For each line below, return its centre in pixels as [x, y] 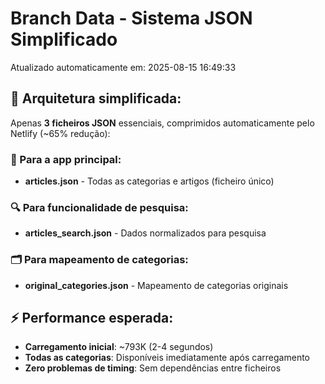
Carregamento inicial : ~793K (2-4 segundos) [119, 347]
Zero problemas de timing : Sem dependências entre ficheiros [153, 368]
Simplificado [64, 39]
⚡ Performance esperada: [92, 318]
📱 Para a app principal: [66, 159]
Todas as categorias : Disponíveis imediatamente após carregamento [167, 358]
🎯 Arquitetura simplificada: [96, 98]
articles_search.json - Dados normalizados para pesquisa [145, 233]
